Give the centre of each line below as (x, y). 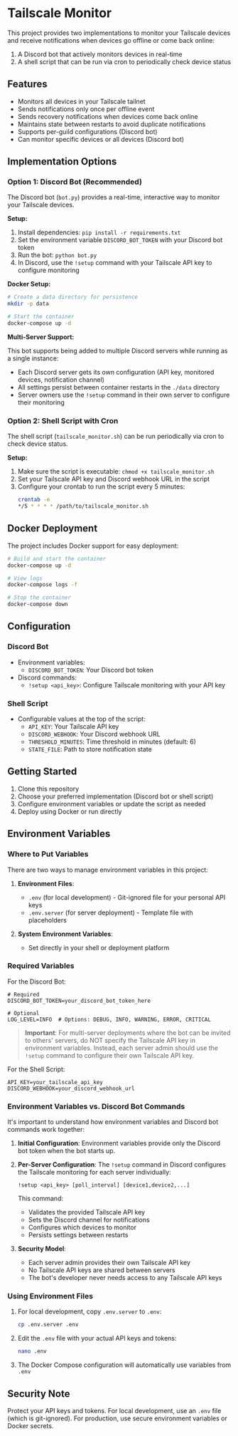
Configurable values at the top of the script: (81, 719)
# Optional (23, 1013)
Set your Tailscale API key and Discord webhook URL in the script (114, 479)
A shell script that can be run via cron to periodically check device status (124, 61)
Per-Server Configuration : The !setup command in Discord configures (121, 1165)
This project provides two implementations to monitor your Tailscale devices (119, 33)
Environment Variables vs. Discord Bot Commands (96, 1106)
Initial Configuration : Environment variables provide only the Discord (119, 1143)
